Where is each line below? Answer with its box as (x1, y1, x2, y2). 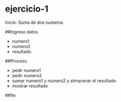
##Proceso (5, 58, 28, 64)
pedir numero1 (12, 67, 41, 73)
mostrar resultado (12, 83, 48, 88)
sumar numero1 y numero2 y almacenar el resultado (12, 78, 117, 84)
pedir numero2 (12, 72, 42, 78)
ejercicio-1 (5, 3, 49, 15)
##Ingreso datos (5, 29, 38, 34)
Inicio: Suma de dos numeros (5, 19, 64, 25)
